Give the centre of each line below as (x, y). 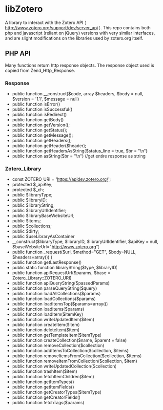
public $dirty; (26, 231)
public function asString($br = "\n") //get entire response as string (79, 156)
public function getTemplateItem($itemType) (57, 335)
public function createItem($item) (46, 325)
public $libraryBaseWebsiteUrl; (43, 216)
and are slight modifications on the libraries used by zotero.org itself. (74, 38)
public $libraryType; (32, 195)
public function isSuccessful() (42, 109)
